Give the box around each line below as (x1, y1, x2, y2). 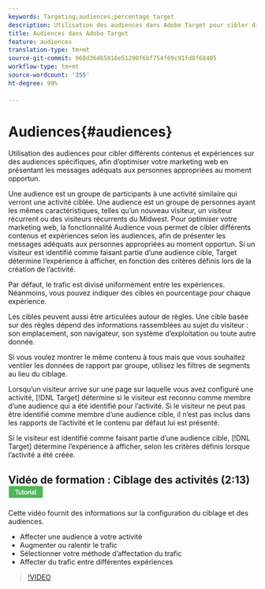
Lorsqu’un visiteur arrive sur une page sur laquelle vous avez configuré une (8, 385, 254, 394)
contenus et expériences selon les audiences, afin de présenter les (8, 231, 226, 241)
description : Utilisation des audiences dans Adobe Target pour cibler (8, 21, 248, 29)
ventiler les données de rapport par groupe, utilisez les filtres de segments (8, 361, 251, 370)
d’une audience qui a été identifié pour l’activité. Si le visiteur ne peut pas (8, 401, 246, 411)
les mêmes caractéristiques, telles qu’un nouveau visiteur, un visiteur (8, 206, 233, 216)
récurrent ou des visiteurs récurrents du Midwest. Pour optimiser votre (8, 214, 237, 224)
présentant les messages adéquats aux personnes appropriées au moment (8, 166, 252, 175)
